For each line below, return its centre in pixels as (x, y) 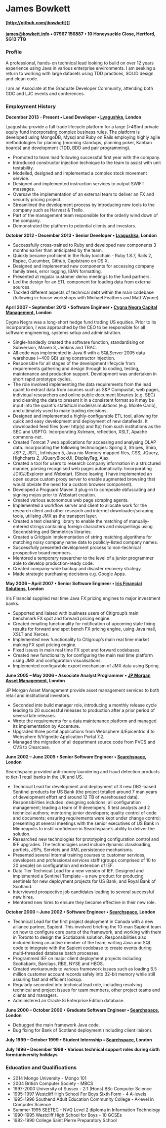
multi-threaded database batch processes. (56, 953)
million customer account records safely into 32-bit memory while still (84, 974)
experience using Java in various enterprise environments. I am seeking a (81, 68)
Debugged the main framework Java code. (56, 1025)
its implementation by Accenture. (46, 726)
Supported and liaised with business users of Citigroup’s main (76, 613)
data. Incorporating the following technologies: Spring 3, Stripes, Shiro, (85, 447)
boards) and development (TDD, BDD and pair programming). (68, 148)
